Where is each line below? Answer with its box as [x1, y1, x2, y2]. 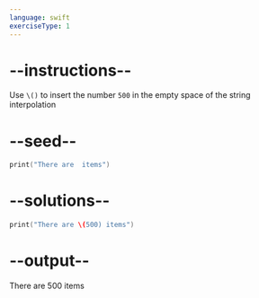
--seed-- [9, 131, 77, 151]
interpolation [9, 100, 57, 110]
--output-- [9, 250, 90, 271]
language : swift [9, 13, 70, 22]
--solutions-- [9, 190, 111, 211]
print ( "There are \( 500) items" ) [9, 221, 135, 230]
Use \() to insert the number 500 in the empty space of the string [9, 90, 251, 101]
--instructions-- [9, 60, 132, 81]
